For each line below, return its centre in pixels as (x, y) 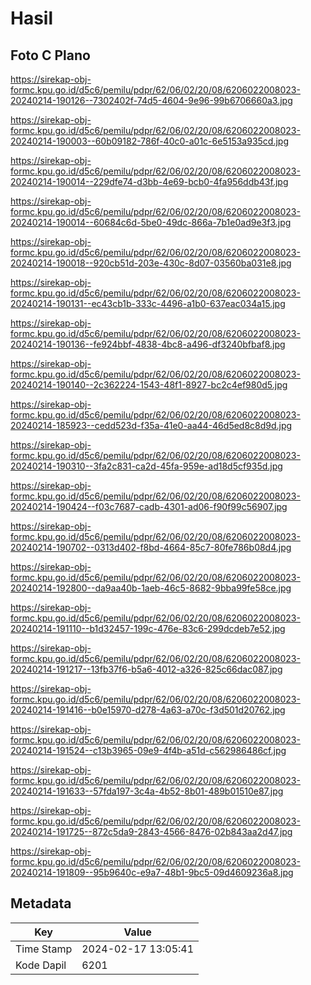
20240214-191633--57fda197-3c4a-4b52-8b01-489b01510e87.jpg (147, 791)
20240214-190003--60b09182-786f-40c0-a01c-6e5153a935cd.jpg (150, 141)
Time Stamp (44, 949)
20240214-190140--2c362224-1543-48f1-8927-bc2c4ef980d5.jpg (149, 385)
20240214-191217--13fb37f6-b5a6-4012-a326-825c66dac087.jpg (146, 669)
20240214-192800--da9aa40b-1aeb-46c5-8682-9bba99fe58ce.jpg (151, 588)
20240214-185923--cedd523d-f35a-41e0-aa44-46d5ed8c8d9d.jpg (151, 425)
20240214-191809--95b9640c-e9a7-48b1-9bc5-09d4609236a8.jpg (152, 872)
